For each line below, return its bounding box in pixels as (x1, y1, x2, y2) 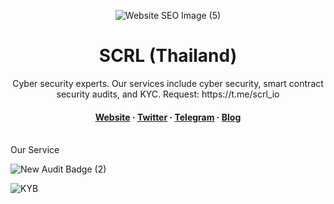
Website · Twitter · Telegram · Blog (94, 111, 242, 123)
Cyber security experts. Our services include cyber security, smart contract (12, 77, 324, 89)
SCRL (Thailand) (98, 45, 238, 67)
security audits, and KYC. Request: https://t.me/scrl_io (56, 88, 280, 100)
